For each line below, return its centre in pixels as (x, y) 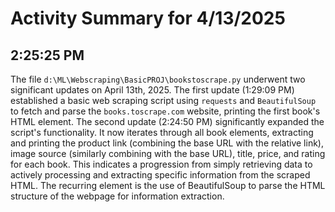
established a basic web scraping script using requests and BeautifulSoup (163, 100)
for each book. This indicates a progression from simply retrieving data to (161, 164)
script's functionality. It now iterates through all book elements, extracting (162, 132)
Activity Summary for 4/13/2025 (148, 18)
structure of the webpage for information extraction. (117, 196)
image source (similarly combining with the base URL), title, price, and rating (168, 153)
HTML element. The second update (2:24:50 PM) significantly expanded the (167, 121)
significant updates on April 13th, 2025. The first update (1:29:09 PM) (152, 90)
